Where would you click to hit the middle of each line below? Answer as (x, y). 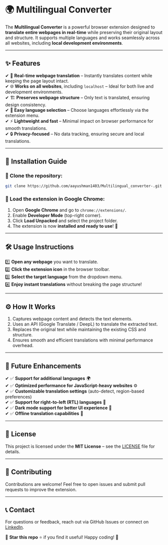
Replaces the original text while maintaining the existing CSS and (79, 329)
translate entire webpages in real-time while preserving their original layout (84, 32)
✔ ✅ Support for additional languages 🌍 (48, 379)
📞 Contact (20, 510)
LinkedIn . (14, 527)
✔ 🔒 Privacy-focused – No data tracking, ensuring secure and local (75, 134)
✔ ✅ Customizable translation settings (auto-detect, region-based (75, 391)
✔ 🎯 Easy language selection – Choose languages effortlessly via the (77, 110)
